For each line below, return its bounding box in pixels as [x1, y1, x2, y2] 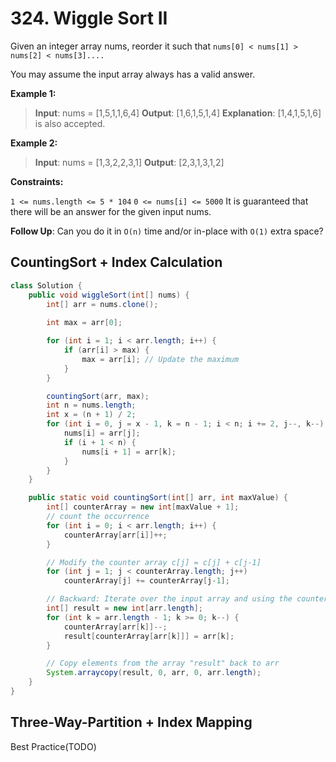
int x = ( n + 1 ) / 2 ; [46, 410, 137, 420]
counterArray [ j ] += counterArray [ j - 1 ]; [63, 576, 230, 586]
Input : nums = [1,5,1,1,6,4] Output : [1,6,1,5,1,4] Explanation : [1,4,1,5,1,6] [34, 107, 322, 119]
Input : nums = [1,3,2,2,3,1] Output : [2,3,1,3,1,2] [34, 156, 225, 168]
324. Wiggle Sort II [10, 7, 168, 30]
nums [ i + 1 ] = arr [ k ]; [81, 447, 177, 457]
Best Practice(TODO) [10, 740, 97, 752]
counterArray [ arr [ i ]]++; [63, 530, 168, 540]
